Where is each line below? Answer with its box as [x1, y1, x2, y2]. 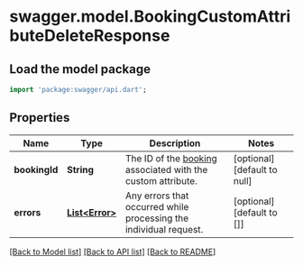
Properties [9, 110, 70, 125]
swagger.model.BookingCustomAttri [9, 6, 291, 27]
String [66, 163, 95, 176]
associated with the [124, 163, 208, 176]
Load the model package [9, 61, 151, 77]
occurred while [124, 200, 189, 213]
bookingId [14, 163, 59, 176]
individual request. [124, 223, 204, 235]
